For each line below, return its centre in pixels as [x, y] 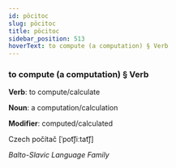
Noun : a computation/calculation [63, 108]
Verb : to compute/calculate [54, 92]
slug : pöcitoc [32, 24]
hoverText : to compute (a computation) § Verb [88, 46]
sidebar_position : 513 [47, 39]
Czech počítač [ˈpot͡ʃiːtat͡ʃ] [51, 140]
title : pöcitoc [34, 31]
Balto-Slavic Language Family [59, 155]
